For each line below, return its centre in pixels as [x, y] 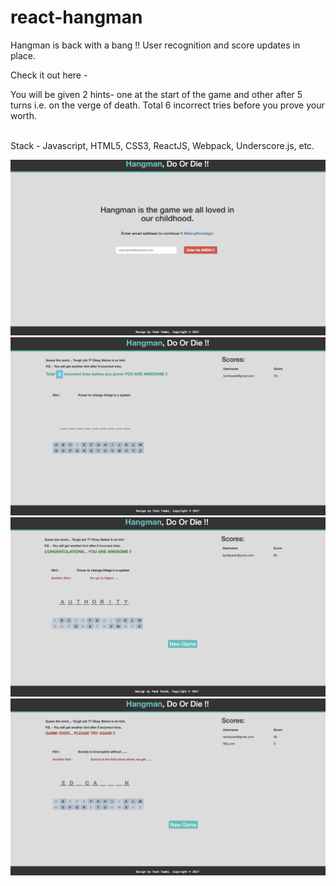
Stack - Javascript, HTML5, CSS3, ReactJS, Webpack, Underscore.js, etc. [162, 145]
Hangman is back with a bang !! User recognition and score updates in [155, 45]
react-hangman [76, 17]
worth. [23, 115]
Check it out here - [49, 75]
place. [23, 55]
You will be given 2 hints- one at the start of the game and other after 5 [156, 94]
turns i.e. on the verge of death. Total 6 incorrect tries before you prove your [167, 105]
